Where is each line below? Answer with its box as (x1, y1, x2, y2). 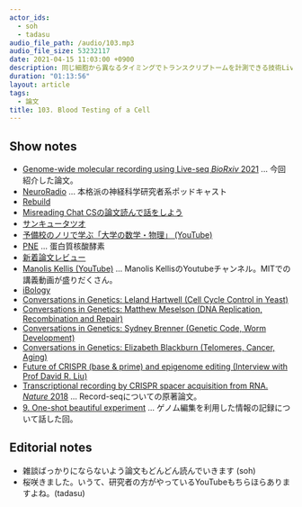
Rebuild (22, 196, 51, 207)
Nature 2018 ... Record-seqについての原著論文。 (22, 391, 202, 402)
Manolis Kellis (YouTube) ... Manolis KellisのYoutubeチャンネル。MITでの (22, 263, 291, 275)
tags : (9, 88, 30, 97)
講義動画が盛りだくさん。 (22, 275, 118, 285)
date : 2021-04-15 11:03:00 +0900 (9, 55, 135, 64)
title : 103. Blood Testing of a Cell (9, 105, 151, 114)
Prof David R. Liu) (22, 371, 88, 382)
